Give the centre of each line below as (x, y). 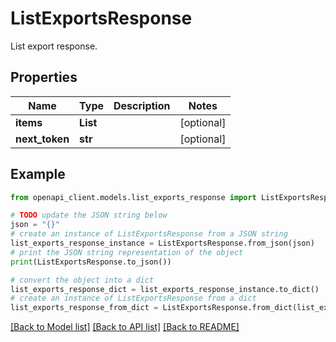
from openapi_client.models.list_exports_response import (133, 197)
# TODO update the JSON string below (89, 215)
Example (38, 174)
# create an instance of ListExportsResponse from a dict (133, 298)
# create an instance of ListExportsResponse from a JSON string (149, 234)
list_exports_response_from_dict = (84, 308)
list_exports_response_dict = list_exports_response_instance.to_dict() (165, 289)
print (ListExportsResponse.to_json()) (91, 262)
